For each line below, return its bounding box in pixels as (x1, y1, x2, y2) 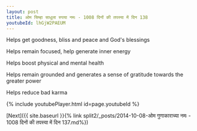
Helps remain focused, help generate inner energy (6, 48, 131, 55)
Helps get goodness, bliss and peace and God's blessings (6, 36, 150, 44)
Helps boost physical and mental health (6, 59, 104, 66)
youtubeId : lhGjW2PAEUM (6, 20, 66, 26)
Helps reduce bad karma (6, 89, 68, 96)
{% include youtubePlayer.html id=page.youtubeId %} (6, 100, 140, 108)
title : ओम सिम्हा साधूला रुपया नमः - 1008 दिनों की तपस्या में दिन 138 (6, 14, 148, 20)
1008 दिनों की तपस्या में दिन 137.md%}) (6, 119, 89, 126)
